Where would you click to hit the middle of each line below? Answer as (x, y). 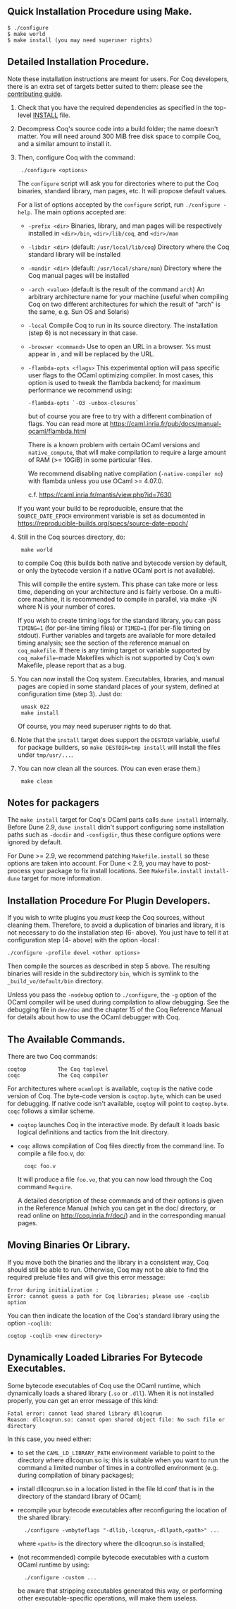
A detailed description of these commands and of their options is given (120, 1201)
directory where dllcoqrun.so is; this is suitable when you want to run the (123, 1460)
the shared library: (44, 1517)
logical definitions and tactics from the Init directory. (93, 1132)
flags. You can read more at (68, 423)
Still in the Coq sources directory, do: (71, 537)
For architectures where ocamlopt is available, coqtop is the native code (110, 1088)
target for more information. (62, 878)
